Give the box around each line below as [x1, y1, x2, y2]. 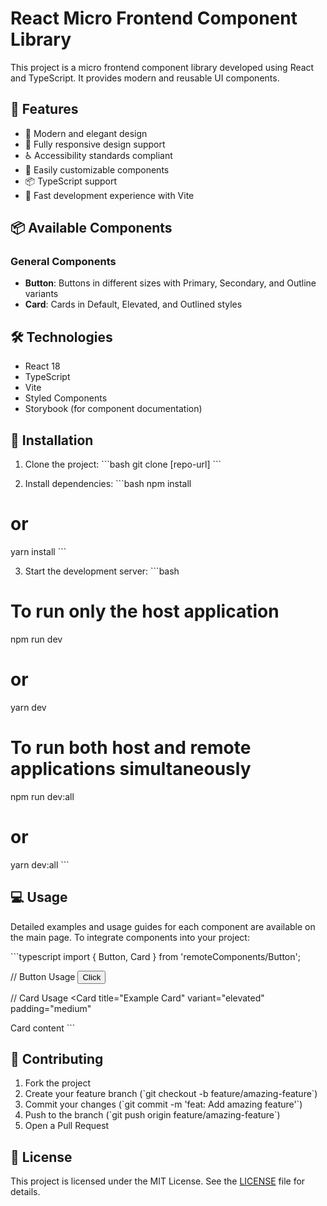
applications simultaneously [10, 758, 252, 781]
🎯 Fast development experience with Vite [24, 189, 195, 201]
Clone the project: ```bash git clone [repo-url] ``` [24, 458, 222, 471]
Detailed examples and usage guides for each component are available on [10, 920, 316, 932]
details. [10, 1186, 41, 1198]
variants [24, 288, 59, 300]
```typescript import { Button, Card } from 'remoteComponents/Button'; [10, 950, 301, 962]
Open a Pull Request [24, 1120, 110, 1132]
